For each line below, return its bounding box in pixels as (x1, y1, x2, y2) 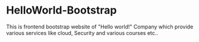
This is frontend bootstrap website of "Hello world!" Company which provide (6, 23, 194, 30)
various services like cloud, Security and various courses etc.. (6, 29, 159, 36)
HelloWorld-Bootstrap (6, 4, 117, 17)
